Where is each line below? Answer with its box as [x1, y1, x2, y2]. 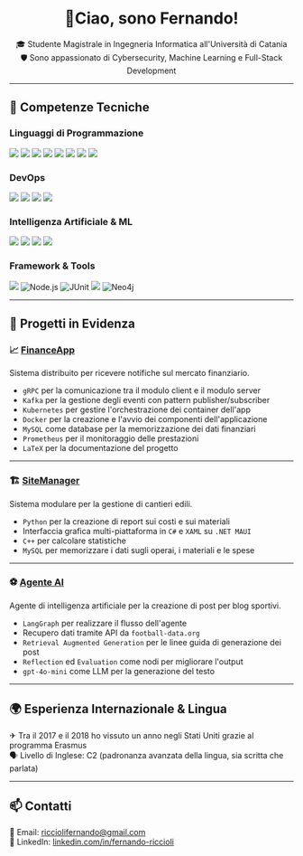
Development [126, 65, 177, 76]
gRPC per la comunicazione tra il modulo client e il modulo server [22, 385, 262, 396]
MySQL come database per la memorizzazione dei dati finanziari [22, 424, 256, 435]
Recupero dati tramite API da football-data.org [22, 627, 200, 638]
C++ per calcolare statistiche [22, 535, 126, 546]
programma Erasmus [9, 739, 87, 750]
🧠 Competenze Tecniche [9, 99, 151, 116]
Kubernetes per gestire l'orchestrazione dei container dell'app [22, 404, 251, 415]
